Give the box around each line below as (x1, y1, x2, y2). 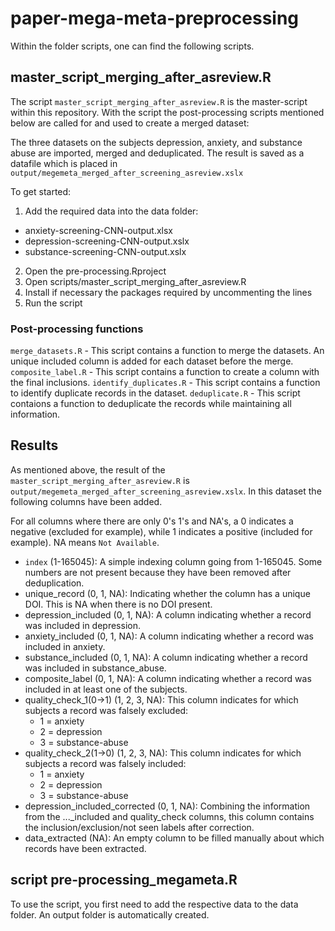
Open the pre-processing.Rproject (24, 265, 167, 277)
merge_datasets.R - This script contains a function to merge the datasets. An (10, 345, 325, 357)
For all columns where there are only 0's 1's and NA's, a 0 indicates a (10, 515, 294, 527)
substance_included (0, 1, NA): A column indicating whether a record (24, 651, 308, 663)
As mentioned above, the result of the (10, 463, 166, 476)
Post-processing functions (10, 322, 144, 336)
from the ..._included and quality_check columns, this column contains (24, 810, 315, 822)
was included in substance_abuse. (24, 662, 167, 674)
